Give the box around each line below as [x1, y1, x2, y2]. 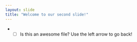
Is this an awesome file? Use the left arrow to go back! [20, 31, 132, 37]
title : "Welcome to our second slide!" [5, 12, 89, 17]
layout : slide [5, 7, 35, 12]
